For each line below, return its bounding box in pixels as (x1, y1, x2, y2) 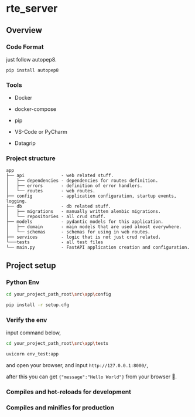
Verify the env (6, 316, 47, 324)
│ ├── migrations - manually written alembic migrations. (6, 209, 161, 215)
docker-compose (14, 106, 57, 113)
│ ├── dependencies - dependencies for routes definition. (6, 178, 159, 184)
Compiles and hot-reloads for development (6, 388, 132, 396)
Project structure (6, 154, 56, 162)
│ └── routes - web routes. (6, 188, 95, 194)
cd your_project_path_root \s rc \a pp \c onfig (6, 291, 111, 297)
